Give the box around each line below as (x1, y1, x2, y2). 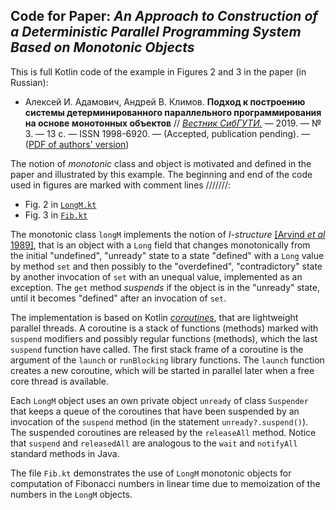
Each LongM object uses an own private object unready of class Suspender (10, 394, 309, 406)
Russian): (10, 76, 49, 88)
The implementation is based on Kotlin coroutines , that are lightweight (10, 311, 299, 323)
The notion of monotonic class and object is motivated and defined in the (10, 157, 312, 169)
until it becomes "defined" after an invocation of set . (10, 292, 227, 304)
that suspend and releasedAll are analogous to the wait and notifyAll (10, 437, 298, 449)
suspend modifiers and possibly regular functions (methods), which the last (10, 332, 318, 344)
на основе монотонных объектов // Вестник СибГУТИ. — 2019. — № (24, 117, 322, 129)
